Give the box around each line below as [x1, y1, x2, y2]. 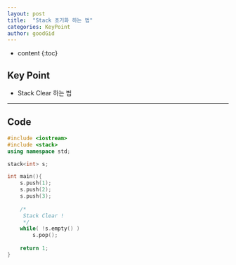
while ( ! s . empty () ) [20, 225, 80, 232]
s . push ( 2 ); [20, 186, 52, 193]
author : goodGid [7, 29, 55, 37]
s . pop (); [32, 232, 58, 239]
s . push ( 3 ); [20, 193, 52, 200]
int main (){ [7, 173, 42, 180]
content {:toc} [17, 49, 58, 57]
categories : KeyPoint [7, 23, 71, 30]
